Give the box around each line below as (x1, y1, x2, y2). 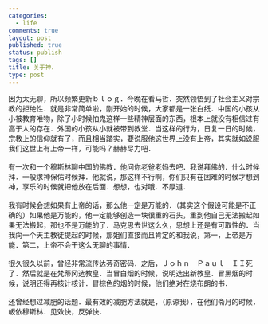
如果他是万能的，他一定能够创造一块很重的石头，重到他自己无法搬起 (29, 210, 253, 220)
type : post (8, 71, 45, 79)
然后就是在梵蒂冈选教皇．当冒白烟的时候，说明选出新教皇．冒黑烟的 (22, 268, 246, 278)
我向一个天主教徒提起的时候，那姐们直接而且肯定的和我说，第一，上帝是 (8, 230, 246, 240)
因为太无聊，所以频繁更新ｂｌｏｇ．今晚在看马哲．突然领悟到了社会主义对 (8, 93, 253, 103)
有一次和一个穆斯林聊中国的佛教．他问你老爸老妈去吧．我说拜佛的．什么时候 (8, 162, 260, 171)
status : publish (8, 49, 62, 57)
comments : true (8, 26, 59, 34)
